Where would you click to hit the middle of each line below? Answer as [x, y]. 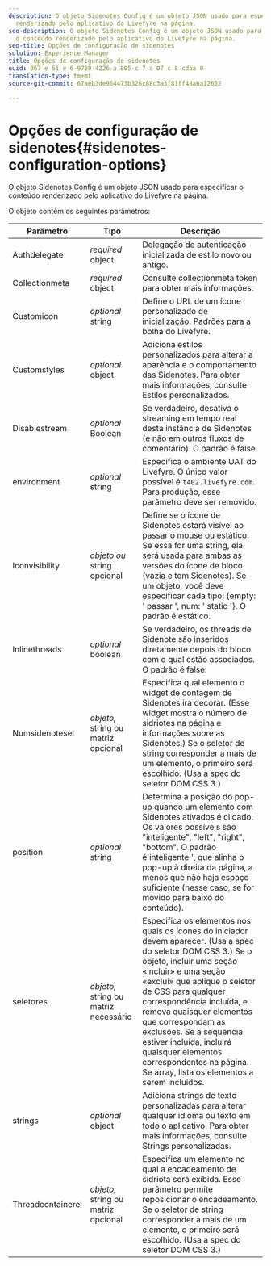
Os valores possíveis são [189, 827]
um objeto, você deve [183, 586]
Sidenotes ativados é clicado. [198, 817]
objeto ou [108, 555]
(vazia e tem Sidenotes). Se [194, 576]
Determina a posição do [188, 797]
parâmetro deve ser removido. [199, 502]
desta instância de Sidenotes [197, 429]
